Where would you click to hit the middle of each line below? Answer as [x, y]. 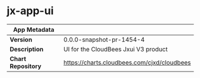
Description [27, 49]
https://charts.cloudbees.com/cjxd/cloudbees [127, 62]
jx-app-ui [30, 11]
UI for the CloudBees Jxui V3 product [116, 49]
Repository [26, 66]
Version [21, 40]
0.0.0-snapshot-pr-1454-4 [104, 40]
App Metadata [34, 30]
